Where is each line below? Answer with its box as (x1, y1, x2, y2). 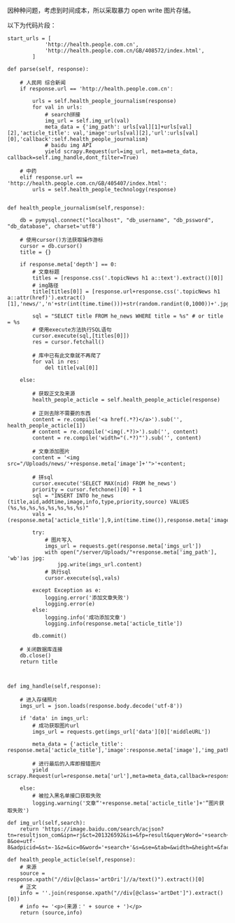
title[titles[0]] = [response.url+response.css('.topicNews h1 (32, 288, 220, 295)
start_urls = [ (7, 35, 52, 42)
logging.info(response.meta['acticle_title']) (44, 620, 183, 627)
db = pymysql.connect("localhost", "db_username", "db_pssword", (20, 217, 215, 224)
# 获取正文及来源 (32, 390, 76, 397)
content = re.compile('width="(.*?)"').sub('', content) (32, 435, 201, 442)
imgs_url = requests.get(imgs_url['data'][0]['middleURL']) (32, 728, 211, 735)
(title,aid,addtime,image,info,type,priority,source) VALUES (7, 498, 190, 505)
